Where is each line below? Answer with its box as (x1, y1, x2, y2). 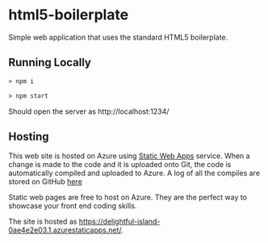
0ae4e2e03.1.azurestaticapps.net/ (8, 225, 122, 235)
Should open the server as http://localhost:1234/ (8, 107, 170, 116)
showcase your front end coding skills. (8, 201, 137, 211)
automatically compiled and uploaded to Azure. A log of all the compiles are (8, 168, 261, 178)
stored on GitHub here (8, 177, 82, 186)
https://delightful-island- (78, 216, 161, 227)
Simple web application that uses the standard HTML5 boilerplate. (8, 32, 228, 42)
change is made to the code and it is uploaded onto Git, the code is (8, 160, 232, 170)
